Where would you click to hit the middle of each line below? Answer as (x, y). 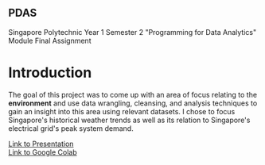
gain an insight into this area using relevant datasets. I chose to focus (122, 111)
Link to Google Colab (43, 152)
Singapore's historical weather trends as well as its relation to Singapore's (129, 120)
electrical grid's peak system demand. (71, 128)
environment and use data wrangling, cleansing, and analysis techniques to (133, 103)
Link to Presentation (41, 144)
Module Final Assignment (50, 40)
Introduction (50, 73)
